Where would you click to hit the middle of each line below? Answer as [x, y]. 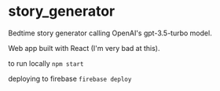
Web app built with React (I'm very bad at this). [84, 48]
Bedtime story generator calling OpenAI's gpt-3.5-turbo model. [110, 33]
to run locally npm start [46, 63]
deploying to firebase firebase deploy [70, 78]
